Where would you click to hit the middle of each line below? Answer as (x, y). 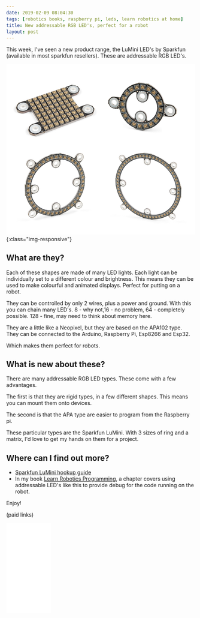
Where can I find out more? (58, 458)
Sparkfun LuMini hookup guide (53, 472)
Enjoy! (14, 503)
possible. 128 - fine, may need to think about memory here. (79, 316)
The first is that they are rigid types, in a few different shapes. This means (97, 397)
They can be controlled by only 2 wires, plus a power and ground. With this (99, 303)
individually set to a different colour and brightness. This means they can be (100, 278)
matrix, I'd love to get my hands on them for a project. (72, 439)
